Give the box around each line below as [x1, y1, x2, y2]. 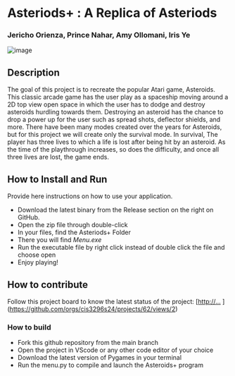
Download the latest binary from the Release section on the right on [17, 206, 214, 214]
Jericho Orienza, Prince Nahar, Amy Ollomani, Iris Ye [7, 30, 191, 40]
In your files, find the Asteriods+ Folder [17, 228, 132, 237]
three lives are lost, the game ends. [7, 153, 109, 162]
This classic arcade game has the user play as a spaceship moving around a [7, 93, 229, 102]
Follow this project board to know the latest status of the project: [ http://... [7, 297, 222, 305]
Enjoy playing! [17, 258, 58, 267]
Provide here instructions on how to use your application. [7, 192, 173, 200]
